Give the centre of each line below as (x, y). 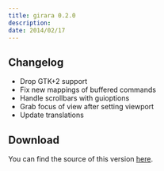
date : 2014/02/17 (37, 30)
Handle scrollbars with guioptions (74, 98)
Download (34, 140)
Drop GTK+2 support (53, 82)
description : (30, 23)
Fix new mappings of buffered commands (88, 90)
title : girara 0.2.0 (42, 15)
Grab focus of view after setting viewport (87, 107)
